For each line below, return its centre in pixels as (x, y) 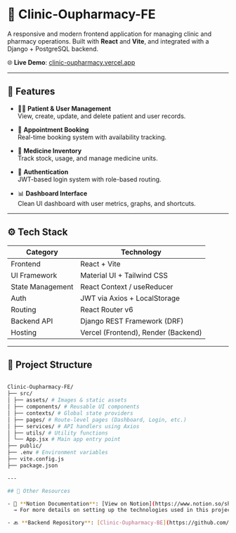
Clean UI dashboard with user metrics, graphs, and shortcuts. (107, 203)
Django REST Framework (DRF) (132, 321)
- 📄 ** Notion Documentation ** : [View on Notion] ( (81, 503)
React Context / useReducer (127, 286)
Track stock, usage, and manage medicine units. (87, 158)
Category (42, 252)
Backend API (32, 321)
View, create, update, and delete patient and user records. (101, 116)
